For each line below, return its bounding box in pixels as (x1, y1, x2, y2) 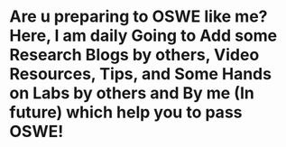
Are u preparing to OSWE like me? (9, 6, 268, 27)
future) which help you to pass (9, 102, 243, 123)
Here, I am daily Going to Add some (9, 25, 278, 46)
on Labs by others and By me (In (9, 83, 254, 104)
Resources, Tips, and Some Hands (9, 64, 272, 85)
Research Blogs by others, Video (9, 45, 260, 65)
